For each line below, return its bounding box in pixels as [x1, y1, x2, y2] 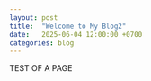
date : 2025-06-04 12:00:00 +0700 [9, 30, 143, 39]
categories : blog [9, 38, 75, 48]
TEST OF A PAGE [9, 63, 73, 74]
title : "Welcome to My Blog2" [9, 22, 127, 31]
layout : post [9, 13, 58, 22]
